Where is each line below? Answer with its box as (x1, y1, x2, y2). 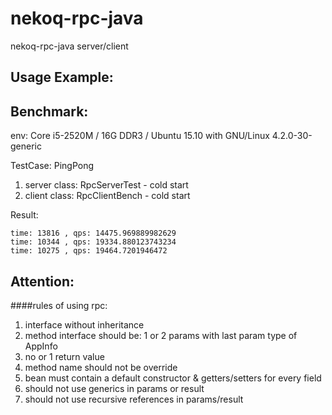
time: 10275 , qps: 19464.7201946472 (10, 246, 168, 256)
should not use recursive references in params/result (24, 393, 244, 405)
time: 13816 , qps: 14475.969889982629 (10, 228, 177, 239)
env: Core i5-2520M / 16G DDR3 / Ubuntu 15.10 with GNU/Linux (10, 130, 270, 142)
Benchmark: (10, 103, 89, 120)
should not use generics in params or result (24, 382, 205, 394)
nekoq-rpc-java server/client (10, 40, 129, 52)
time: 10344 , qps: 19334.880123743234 (10, 237, 177, 247)
